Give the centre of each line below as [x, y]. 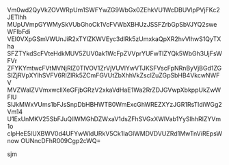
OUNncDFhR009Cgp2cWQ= [60, 141]
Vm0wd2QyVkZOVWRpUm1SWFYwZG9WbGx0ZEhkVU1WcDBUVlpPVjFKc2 [113, 10]
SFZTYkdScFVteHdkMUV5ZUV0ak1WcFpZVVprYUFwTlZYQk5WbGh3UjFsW [114, 53]
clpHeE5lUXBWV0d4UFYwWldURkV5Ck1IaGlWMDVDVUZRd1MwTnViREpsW [115, 134]
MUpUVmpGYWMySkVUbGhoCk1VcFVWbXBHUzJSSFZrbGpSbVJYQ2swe [112, 24]
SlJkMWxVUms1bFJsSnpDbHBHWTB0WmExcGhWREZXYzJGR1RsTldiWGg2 [114, 104]
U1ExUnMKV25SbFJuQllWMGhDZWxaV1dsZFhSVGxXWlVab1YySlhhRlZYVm [114, 119]
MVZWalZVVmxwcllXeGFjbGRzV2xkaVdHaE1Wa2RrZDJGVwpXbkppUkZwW [114, 90]
